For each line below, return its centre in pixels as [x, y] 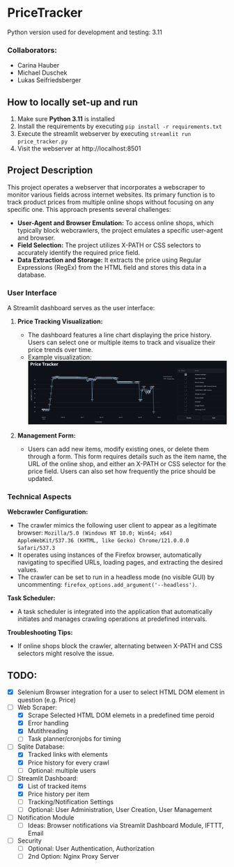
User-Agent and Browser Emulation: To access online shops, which [116, 223]
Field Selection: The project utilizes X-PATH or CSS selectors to [109, 245]
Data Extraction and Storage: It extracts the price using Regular [109, 260]
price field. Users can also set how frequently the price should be [122, 471]
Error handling [48, 723]
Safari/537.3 [36, 548]
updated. [41, 478]
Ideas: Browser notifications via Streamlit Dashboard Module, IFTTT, [126, 825]
